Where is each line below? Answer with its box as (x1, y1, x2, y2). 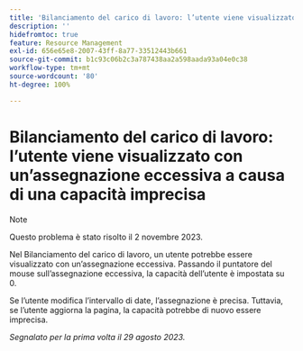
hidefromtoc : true (9, 30, 78, 39)
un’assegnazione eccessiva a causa (9, 165, 286, 185)
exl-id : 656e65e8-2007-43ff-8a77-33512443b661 (9, 47, 188, 56)
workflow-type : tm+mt (9, 64, 91, 73)
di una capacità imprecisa (9, 184, 207, 204)
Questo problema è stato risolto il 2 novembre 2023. (9, 231, 203, 242)
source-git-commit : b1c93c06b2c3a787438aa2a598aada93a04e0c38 (9, 55, 248, 64)
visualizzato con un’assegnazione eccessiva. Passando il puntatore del (9, 258, 273, 269)
